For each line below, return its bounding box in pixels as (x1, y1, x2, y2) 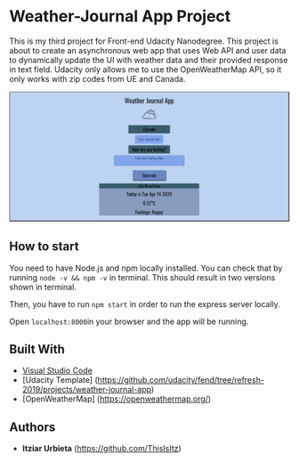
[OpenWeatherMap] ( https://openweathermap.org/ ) (21, 393, 212, 404)
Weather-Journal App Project (9, 6, 231, 27)
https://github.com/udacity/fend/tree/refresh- (97, 375, 265, 385)
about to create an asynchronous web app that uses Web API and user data (9, 45, 287, 55)
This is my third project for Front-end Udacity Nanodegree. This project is (9, 36, 279, 46)
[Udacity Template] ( (21, 375, 98, 385)
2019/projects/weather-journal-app (21, 385, 151, 395)
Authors (9, 419, 56, 434)
